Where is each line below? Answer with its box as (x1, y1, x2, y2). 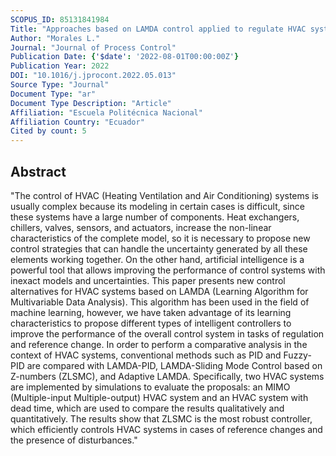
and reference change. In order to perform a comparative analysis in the (10, 338, 308, 350)
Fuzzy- (283, 349, 312, 361)
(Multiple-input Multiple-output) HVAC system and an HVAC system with (10, 391, 309, 403)
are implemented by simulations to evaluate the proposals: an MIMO (10, 381, 291, 393)
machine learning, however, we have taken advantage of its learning (10, 306, 292, 318)
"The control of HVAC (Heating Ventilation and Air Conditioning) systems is (10, 189, 319, 201)
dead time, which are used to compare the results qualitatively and (10, 402, 285, 414)
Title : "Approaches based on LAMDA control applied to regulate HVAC (10, 24, 307, 34)
